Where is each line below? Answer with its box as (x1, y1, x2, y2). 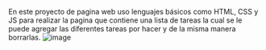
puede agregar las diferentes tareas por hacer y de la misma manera (8, 24, 236, 33)
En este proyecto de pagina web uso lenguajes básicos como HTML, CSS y (8, 7, 259, 16)
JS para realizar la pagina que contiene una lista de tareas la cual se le (8, 15, 243, 25)
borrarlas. (8, 32, 41, 42)
